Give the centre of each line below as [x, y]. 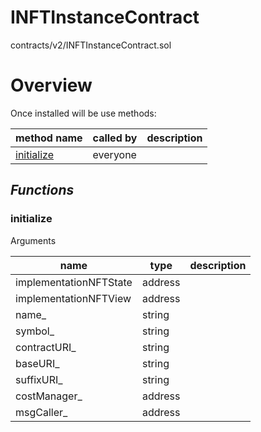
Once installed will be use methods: [83, 113]
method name [49, 138]
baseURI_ [37, 363]
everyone [114, 154]
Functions [42, 190]
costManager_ [49, 396]
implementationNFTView [73, 298]
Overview [51, 85]
